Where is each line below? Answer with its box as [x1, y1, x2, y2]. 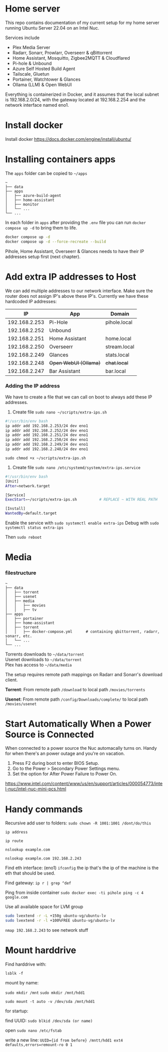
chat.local [105, 359, 128, 366]
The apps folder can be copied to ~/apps [5, 170, 87, 176]
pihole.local [105, 319, 132, 326]
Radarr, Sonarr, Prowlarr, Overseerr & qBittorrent [12, 50, 112, 56]
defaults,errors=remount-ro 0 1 [5, 1042, 72, 1047]
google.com [5, 895, 28, 900]
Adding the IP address [5, 382, 60, 389]
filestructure [5, 569, 36, 576]
